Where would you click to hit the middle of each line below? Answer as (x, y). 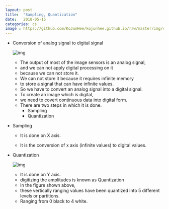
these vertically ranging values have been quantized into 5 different (90, 191)
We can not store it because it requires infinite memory (77, 79)
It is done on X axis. (40, 135)
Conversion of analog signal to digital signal (58, 43)
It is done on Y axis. (40, 175)
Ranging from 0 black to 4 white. (54, 201)
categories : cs (21, 24)
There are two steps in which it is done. (61, 105)
